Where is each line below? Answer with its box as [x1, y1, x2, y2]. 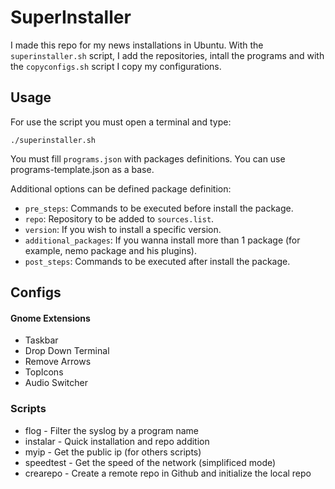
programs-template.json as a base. [10, 163, 155, 175]
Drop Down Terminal [24, 345, 110, 357]
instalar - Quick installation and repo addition [24, 435, 210, 447]
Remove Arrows [24, 356, 92, 368]
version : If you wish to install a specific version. [24, 223, 222, 235]
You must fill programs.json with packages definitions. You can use [10, 152, 286, 165]
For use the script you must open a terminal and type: [10, 116, 232, 128]
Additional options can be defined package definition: [10, 182, 232, 195]
